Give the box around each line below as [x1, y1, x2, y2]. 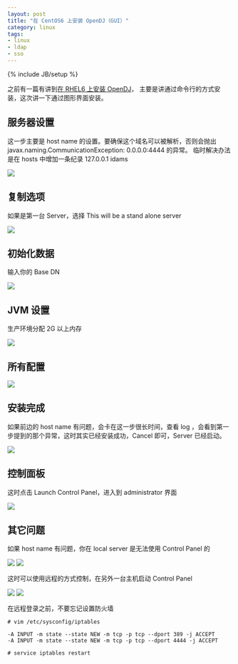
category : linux [7, 24, 56, 31]
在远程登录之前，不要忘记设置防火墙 [7, 604, 114, 613]
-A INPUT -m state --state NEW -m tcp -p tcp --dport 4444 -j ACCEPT [7, 637, 219, 645]
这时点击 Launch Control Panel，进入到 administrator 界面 [7, 488, 177, 496]
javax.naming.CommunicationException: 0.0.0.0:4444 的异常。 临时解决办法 [7, 146, 231, 154]
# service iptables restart [7, 650, 91, 657]
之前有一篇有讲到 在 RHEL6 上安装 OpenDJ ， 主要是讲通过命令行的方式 [7, 84, 214, 93]
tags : [7, 30, 24, 38]
